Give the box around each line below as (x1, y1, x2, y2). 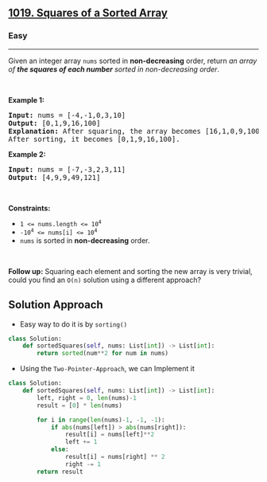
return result (37, 468, 83, 476)
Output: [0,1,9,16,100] (8, 119, 101, 127)
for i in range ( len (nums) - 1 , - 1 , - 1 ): (37, 416, 165, 424)
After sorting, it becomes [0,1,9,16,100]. (8, 135, 180, 143)
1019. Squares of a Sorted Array (8, 6, 168, 20)
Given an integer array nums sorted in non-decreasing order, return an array (8, 56, 257, 65)
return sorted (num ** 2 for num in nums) (37, 350, 169, 358)
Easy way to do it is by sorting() (19, 319, 128, 329)
